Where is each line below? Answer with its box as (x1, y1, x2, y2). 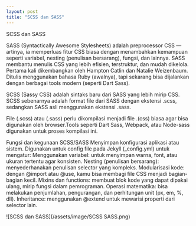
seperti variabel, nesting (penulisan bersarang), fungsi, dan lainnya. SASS (6, 54, 185, 61)
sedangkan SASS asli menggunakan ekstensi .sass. (6, 103, 132, 110)
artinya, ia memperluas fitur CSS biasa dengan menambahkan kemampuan (6, 48, 188, 55)
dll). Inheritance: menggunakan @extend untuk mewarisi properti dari (6, 195, 175, 202)
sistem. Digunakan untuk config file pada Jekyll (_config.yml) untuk (6, 145, 170, 152)
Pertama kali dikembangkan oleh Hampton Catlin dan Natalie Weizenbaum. (6, 67, 188, 74)
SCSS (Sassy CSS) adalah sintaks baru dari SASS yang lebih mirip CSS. (6, 91, 180, 98)
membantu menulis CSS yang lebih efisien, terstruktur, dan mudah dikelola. (6, 60, 189, 68)
